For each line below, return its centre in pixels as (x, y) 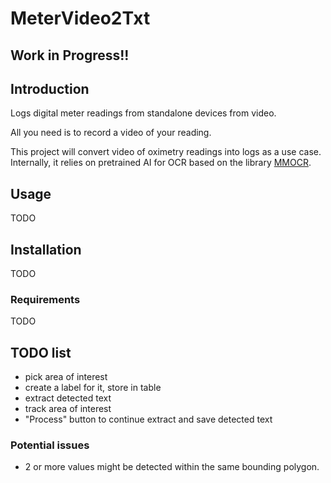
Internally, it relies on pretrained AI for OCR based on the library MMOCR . (161, 163)
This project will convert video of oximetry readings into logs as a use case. (166, 152)
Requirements (45, 299)
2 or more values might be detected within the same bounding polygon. (172, 467)
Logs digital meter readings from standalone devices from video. (143, 113)
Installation (46, 249)
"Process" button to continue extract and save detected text (148, 419)
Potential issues (50, 445)
